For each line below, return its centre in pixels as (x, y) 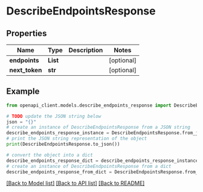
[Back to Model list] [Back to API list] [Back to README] (76, 183)
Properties (27, 33)
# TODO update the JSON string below (54, 116)
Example (23, 91)
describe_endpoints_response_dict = (52, 161)
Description (86, 50)
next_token (26, 70)
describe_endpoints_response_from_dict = (59, 172)
